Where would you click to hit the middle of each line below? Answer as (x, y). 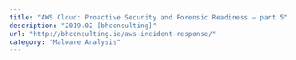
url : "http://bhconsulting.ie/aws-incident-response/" (113, 34)
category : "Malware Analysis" (65, 42)
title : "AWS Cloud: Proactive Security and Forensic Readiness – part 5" (149, 17)
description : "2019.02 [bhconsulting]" (83, 26)
